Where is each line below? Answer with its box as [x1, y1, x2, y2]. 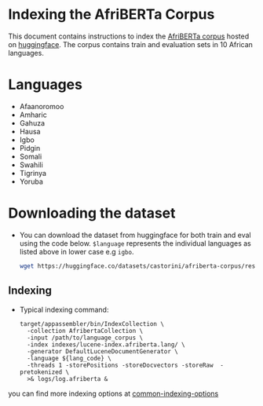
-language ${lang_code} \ [27, 354, 111, 362]
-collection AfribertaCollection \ [27, 327, 144, 335]
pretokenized [19, 368, 63, 376]
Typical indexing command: [19, 305, 109, 314]
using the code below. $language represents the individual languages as [19, 238, 251, 248]
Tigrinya [19, 168, 47, 177]
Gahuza [19, 118, 46, 127]
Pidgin [19, 143, 41, 152]
